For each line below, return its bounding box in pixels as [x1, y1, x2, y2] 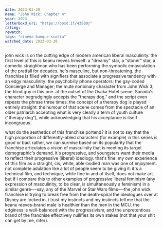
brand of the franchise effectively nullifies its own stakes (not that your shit [5, 212, 155, 218]
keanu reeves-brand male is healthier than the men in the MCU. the [5, 202, 140, 207]
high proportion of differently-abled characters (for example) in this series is [5, 134, 158, 140]
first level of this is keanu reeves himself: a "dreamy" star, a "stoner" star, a [5, 57, 156, 63]
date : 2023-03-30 [5, 7, 40, 12]
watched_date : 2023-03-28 [5, 39, 57, 44]
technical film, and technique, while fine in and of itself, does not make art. [5, 170, 154, 176]
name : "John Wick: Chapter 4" [5, 12, 67, 17]
